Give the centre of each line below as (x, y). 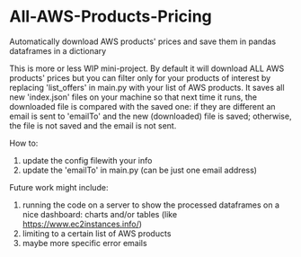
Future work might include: (59, 187)
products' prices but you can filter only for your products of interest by (140, 77)
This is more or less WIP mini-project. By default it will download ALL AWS (147, 68)
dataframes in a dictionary (58, 50)
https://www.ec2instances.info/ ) (82, 224)
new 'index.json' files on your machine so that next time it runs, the (133, 97)
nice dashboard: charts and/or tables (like (100, 214)
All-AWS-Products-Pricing (111, 17)
